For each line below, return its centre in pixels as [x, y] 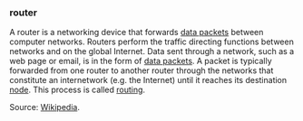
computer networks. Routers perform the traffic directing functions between [152, 42]
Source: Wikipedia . [44, 107]
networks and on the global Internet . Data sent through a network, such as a [152, 51]
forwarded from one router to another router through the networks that [142, 70]
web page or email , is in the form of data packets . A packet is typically [141, 61]
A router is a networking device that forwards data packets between [137, 33]
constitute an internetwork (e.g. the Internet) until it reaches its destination [148, 80]
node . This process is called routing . [78, 90]
